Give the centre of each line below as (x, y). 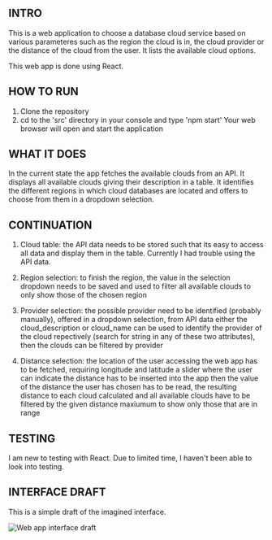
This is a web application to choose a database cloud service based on (127, 33)
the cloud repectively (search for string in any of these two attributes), (138, 337)
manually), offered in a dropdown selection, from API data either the (134, 320)
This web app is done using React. (66, 66)
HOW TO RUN (43, 91)
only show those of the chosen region (84, 295)
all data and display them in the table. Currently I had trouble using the (138, 253)
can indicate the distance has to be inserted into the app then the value (139, 378)
